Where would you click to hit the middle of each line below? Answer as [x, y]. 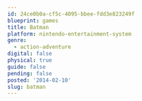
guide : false [27, 67]
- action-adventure [43, 47]
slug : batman [27, 87]
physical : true [30, 60]
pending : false [30, 73]
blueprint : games [33, 21]
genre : [17, 41]
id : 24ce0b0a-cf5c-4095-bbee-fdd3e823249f [71, 14]
